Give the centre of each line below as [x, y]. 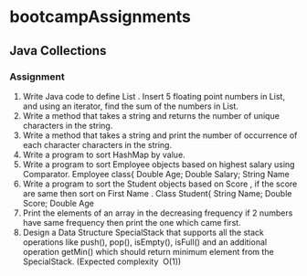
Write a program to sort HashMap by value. [104, 154]
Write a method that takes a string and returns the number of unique [151, 115]
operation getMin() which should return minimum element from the [148, 251]
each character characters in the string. [97, 144]
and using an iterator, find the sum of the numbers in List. [131, 106]
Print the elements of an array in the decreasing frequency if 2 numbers [158, 213]
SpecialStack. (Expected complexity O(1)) [102, 261]
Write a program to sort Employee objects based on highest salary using [159, 164]
